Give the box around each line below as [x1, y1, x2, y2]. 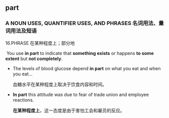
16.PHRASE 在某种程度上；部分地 [5, 40, 75, 46]
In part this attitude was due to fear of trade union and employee [12, 91, 149, 98]
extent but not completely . [5, 55, 63, 62]
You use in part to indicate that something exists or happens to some [6, 50, 154, 56]
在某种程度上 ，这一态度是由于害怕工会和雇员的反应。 [12, 107, 125, 113]
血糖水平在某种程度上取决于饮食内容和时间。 [12, 81, 107, 87]
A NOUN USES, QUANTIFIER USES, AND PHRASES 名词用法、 [5, 20, 159, 27]
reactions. [12, 97, 34, 103]
